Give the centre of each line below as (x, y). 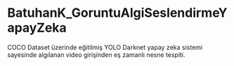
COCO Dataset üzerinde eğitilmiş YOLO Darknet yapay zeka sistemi (105, 47)
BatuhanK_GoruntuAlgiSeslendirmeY (117, 13)
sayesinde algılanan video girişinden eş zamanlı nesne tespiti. (96, 55)
